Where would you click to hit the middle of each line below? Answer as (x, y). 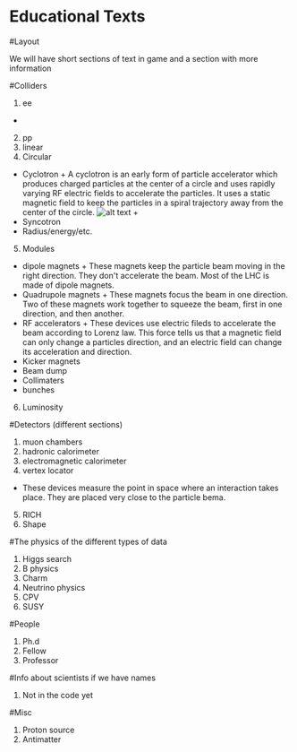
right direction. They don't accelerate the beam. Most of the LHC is (146, 275)
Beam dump (45, 370)
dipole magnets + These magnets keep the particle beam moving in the (153, 265)
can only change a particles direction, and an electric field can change (152, 341)
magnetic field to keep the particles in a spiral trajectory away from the (153, 203)
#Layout (25, 41)
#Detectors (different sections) (66, 424)
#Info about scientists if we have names (83, 678)
